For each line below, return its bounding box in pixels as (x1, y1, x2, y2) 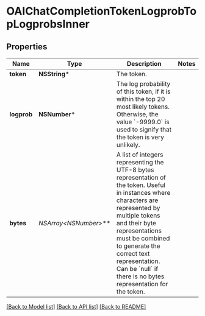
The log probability (116, 80, 171, 88)
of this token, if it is (116, 87, 171, 96)
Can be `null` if (116, 265, 159, 273)
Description (127, 60, 162, 68)
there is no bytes (116, 272, 165, 281)
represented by (116, 204, 160, 212)
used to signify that (116, 125, 172, 133)
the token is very (116, 133, 165, 141)
